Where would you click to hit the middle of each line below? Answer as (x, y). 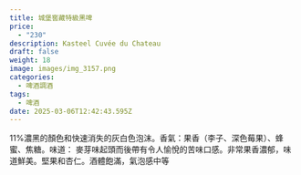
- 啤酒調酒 (36, 86)
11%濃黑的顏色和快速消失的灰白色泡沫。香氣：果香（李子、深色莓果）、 (143, 139)
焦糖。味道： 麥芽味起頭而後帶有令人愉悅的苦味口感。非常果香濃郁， (154, 149)
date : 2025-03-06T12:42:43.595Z (71, 111)
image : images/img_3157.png (63, 69)
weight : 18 (30, 60)
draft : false (34, 52)
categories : (32, 77)
